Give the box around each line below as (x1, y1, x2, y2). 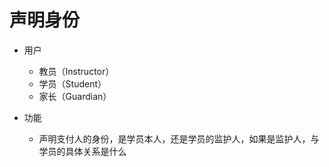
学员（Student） (38, 77, 107, 90)
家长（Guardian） (38, 90, 112, 102)
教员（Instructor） (38, 65, 115, 77)
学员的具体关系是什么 (38, 145, 127, 157)
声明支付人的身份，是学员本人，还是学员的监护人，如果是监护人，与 (38, 132, 320, 145)
